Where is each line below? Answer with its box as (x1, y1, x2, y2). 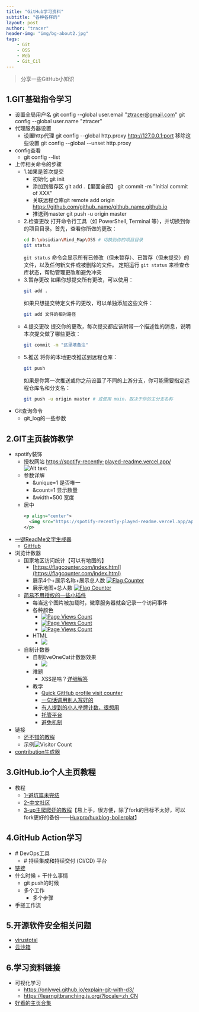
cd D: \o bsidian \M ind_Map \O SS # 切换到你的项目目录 (23, 237, 143, 243)
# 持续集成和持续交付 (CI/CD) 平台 (23, 857, 107, 864)
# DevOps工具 (14, 850, 50, 857)
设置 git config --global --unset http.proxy (28, 140, 131, 147)
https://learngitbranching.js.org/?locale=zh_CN (23, 992, 138, 1000)
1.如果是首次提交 (23, 168, 64, 175)
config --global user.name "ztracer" (14, 118, 102, 125)
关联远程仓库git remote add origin (32, 197, 115, 204)
